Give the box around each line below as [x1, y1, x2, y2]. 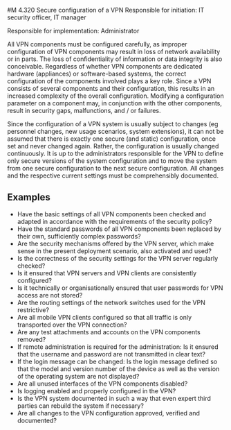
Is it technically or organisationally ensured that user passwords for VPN [17, 284, 223, 292]
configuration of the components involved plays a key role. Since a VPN [7, 77, 212, 85]
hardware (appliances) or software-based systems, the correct [7, 69, 187, 78]
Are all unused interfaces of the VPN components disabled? [17, 379, 188, 388]
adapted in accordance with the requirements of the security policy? [17, 217, 212, 225]
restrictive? [17, 305, 50, 314]
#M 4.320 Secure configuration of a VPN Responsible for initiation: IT [7, 6, 205, 14]
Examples [7, 191, 50, 203]
